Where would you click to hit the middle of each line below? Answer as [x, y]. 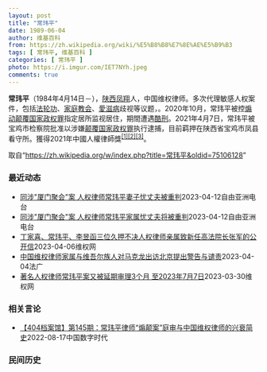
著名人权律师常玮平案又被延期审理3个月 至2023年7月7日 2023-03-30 [133, 276]
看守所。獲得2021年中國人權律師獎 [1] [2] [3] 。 [79, 138]
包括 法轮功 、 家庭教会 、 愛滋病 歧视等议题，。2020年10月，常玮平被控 [133, 108]
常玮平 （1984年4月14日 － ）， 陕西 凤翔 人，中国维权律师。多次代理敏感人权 [128, 98]
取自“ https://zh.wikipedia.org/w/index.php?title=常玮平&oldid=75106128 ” [127, 155]
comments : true [33, 75]
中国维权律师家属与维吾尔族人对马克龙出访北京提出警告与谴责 [121, 256]
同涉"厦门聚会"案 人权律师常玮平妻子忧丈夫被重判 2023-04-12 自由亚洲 [134, 196]
